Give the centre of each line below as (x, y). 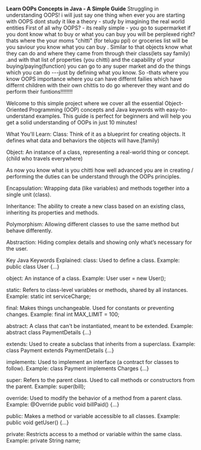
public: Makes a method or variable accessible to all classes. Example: (93, 416)
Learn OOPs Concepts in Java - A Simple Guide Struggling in (82, 9)
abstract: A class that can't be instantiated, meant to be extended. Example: (100, 326)
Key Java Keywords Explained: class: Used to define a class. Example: (93, 260)
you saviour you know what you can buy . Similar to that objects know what (99, 47)
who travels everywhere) (52, 158)
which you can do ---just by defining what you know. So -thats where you (97, 72)
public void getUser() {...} (37, 422)
